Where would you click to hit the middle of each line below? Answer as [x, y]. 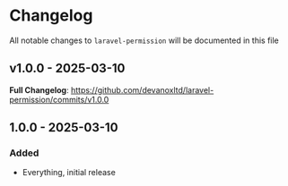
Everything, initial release [69, 173]
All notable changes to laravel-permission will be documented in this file [144, 40]
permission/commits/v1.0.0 [59, 99]
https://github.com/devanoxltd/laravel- [142, 89]
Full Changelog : [39, 89]
